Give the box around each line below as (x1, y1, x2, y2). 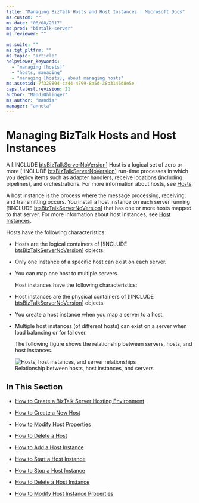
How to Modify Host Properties (14, 421, 91, 428)
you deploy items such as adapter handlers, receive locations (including (6, 174, 183, 181)
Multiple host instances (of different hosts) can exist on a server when (14, 322, 187, 329)
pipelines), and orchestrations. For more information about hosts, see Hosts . (6, 180, 194, 187)
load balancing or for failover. (14, 329, 88, 336)
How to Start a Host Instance (14, 455, 86, 463)
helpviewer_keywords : (6, 58, 60, 65)
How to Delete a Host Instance (14, 479, 90, 486)
